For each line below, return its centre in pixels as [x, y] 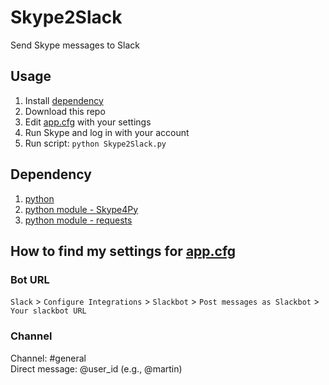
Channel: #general [48, 358]
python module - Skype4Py [81, 209]
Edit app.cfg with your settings [88, 122]
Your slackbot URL [48, 311]
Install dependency [64, 100]
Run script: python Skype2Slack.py [95, 143]
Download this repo [65, 111]
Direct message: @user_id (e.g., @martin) [96, 368]
